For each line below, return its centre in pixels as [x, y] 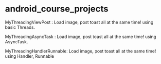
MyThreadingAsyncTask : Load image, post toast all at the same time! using [81, 37]
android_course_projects [57, 9]
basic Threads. [20, 27]
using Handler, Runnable [30, 56]
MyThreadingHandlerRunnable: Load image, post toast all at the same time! [81, 51]
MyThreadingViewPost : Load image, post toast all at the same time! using [79, 22]
